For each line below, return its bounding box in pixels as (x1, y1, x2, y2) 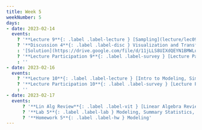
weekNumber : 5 (6, 14, 42, 20)
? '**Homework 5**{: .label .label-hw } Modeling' (22, 114, 152, 120)
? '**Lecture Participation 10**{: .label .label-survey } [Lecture (17, 81, 192, 87)
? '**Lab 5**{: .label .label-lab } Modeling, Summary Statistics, (22, 109, 195, 115)
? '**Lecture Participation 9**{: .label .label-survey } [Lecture (17, 53, 189, 59)
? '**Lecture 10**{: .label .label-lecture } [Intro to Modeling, (17, 75, 187, 81)
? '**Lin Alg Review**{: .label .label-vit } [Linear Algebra (22, 103, 182, 110)
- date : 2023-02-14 (6, 25, 55, 32)
